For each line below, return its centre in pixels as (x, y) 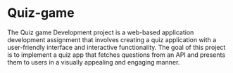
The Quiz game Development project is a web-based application (101, 32)
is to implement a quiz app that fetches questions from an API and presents (116, 55)
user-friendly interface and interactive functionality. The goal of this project (116, 47)
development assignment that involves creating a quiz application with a (112, 39)
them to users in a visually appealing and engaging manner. (94, 62)
